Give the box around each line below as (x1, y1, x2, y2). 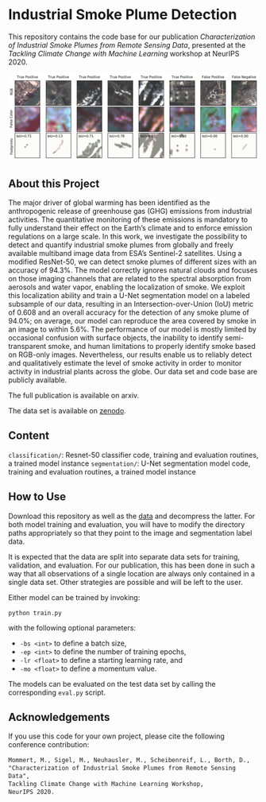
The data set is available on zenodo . (8, 405, 127, 415)
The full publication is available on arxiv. (8, 390, 140, 400)
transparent (8, 341, 46, 351)
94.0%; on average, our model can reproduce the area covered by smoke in (8, 316, 256, 325)
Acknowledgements (8, 710, 110, 724)
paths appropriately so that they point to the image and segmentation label (8, 528, 253, 537)
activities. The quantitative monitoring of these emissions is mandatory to (8, 215, 249, 224)
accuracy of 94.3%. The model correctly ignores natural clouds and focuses (8, 265, 258, 275)
